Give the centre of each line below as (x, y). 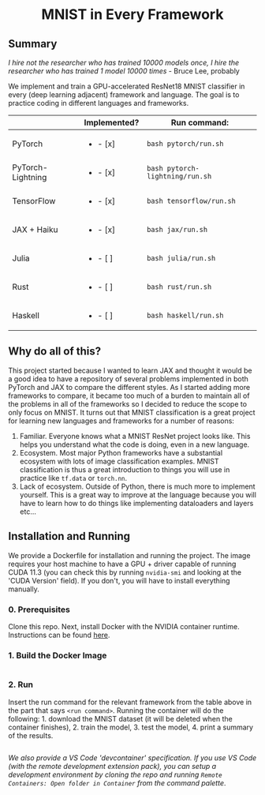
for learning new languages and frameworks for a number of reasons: (121, 421)
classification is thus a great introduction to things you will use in (125, 469)
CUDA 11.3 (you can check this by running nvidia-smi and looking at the (125, 572)
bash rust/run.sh (179, 287)
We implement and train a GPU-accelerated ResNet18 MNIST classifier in (127, 86)
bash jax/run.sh (177, 229)
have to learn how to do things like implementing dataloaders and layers (136, 503)
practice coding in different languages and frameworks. (99, 103)
